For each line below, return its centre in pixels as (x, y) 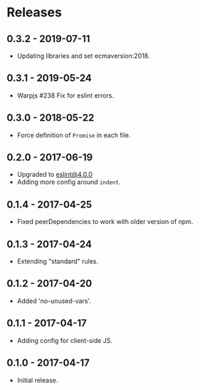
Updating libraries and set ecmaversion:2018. (83, 56)
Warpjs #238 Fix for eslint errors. (65, 95)
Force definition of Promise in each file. (74, 135)
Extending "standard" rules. (58, 262)
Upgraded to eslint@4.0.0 (55, 175)
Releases (34, 12)
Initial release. (37, 380)
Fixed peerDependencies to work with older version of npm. (105, 222)
